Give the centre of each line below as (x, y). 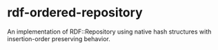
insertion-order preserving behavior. (59, 38)
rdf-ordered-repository (75, 13)
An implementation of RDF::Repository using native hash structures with (109, 32)
